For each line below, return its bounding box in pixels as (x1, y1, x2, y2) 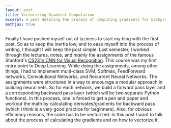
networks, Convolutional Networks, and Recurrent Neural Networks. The (5, 73, 158, 80)
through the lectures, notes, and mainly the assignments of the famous (5, 52, 154, 58)
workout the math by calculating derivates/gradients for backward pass (5, 100, 155, 107)
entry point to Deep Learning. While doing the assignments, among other (5, 63, 158, 69)
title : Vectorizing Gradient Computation (5, 12, 95, 17)
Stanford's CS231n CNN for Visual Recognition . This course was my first (5, 57, 157, 64)
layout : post (5, 7, 33, 13)
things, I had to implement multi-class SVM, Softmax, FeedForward (5, 68, 146, 74)
